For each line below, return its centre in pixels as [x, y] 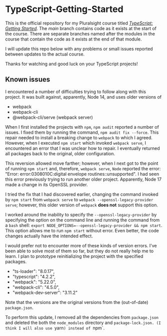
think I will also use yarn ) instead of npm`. [55, 328]
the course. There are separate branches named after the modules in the [80, 34]
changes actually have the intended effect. [49, 236]
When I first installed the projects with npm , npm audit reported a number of [82, 127]
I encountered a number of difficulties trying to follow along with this [76, 92]
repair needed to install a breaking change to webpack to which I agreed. [79, 137]
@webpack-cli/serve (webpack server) [53, 117]
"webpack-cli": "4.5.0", [36, 287]
